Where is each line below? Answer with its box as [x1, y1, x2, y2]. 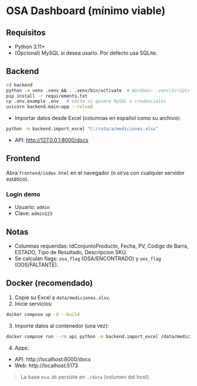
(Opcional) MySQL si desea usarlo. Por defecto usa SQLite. [14, 49, 158, 56]
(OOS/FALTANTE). [14, 261, 59, 268]
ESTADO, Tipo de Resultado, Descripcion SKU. [14, 248, 127, 255]
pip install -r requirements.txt [6, 93, 88, 99]
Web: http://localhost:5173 [14, 362, 78, 369]
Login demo [6, 190, 41, 198]
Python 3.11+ [14, 43, 46, 50]
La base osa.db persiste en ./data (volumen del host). [20, 373, 151, 380]
